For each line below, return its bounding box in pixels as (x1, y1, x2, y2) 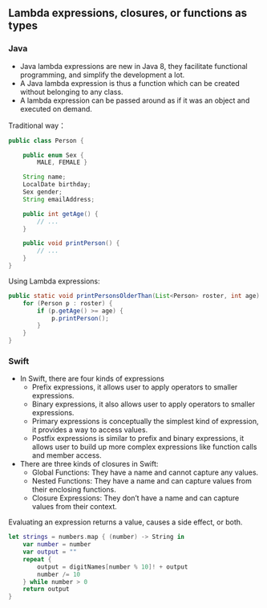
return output (22, 586, 70, 594)
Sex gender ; (22, 188, 63, 196)
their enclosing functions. (31, 485, 116, 495)
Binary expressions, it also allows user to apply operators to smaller (31, 399, 255, 409)
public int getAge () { (22, 210, 99, 218)
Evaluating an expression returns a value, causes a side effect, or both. (8, 517, 243, 527)
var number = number (22, 541, 91, 549)
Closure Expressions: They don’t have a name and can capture (31, 493, 240, 503)
